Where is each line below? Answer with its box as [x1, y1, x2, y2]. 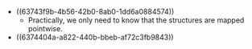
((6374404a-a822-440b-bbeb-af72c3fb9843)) [15, 32, 175, 42]
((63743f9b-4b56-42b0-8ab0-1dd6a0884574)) [15, 7, 175, 16]
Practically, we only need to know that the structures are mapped [27, 15, 245, 25]
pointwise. [27, 24, 63, 33]
